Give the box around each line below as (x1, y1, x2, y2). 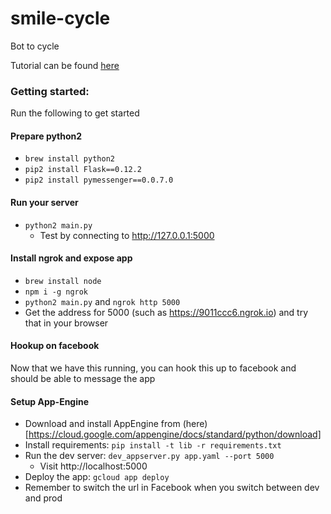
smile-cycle (10, 7, 111, 30)
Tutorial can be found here (10, 59, 120, 71)
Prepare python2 (10, 130, 83, 142)
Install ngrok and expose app (10, 252, 133, 264)
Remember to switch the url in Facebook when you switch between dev (24, 482, 320, 494)
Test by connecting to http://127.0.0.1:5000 (39, 229, 215, 241)
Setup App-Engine (10, 395, 90, 407)
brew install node (24, 276, 102, 286)
